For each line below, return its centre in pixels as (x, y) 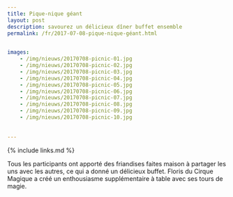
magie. (17, 186)
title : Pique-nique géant (45, 14)
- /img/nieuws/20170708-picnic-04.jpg (76, 78)
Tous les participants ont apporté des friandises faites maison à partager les (117, 163)
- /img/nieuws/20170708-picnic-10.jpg (76, 117)
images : (18, 52)
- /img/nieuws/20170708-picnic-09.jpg (76, 111)
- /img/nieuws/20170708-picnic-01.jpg (76, 59)
